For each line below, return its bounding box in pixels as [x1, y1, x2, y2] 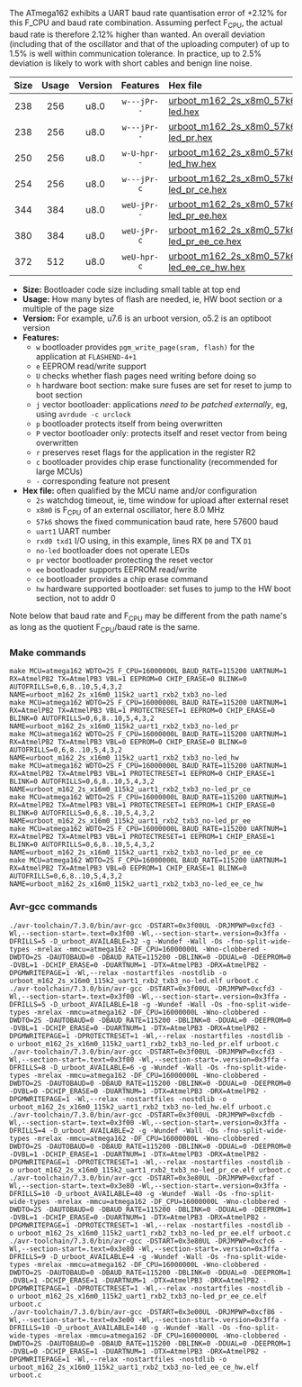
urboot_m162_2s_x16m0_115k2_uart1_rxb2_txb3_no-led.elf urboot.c [9, 976, 259, 985]
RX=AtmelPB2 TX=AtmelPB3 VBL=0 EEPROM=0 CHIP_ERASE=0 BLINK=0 [9, 738, 247, 747]
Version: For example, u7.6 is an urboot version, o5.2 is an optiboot [22, 313, 272, 324]
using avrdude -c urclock [35, 408, 132, 419]
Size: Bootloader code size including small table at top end [22, 284, 241, 295]
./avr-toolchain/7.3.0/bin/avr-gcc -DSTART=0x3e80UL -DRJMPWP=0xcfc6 [9, 1236, 276, 1246]
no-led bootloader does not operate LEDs [35, 544, 191, 555]
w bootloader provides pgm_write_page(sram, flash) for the [35, 342, 255, 352]
